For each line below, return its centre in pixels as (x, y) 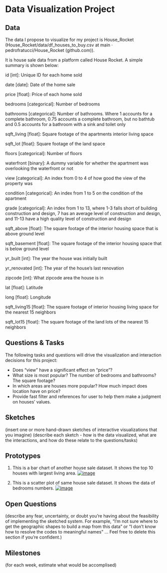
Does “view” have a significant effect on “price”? (63, 370)
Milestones (23, 553)
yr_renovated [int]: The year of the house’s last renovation (65, 268)
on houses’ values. (32, 401)
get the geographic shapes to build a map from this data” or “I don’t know (81, 526)
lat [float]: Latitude (24, 287)
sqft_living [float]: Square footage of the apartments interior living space (79, 134)
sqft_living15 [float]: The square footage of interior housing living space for (82, 307)
